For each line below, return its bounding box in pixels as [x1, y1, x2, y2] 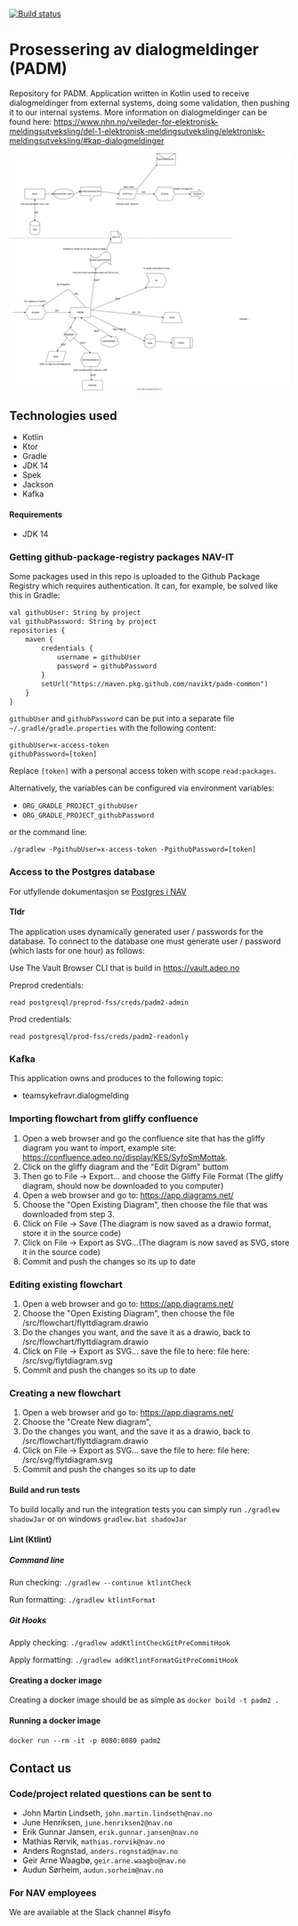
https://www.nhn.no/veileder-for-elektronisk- [52, 116, 220, 127]
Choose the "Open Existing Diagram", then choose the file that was [21, 1199, 269, 1209]
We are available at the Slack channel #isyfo [9, 1907, 172, 1918]
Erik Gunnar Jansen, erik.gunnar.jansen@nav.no [21, 1827, 198, 1837]
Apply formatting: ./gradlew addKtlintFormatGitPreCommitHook [9, 1654, 238, 1665]
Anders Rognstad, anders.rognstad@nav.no [21, 1846, 179, 1856]
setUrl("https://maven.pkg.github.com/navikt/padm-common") [41, 680, 269, 689]
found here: [9, 116, 52, 127]
